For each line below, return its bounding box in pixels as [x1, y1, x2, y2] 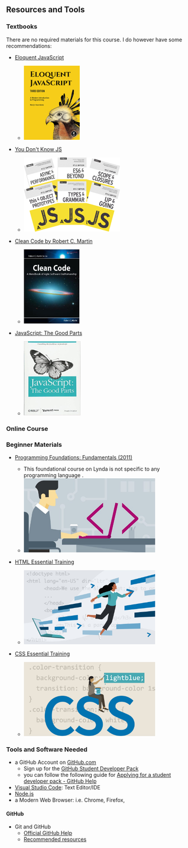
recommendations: [6, 42, 52, 49]
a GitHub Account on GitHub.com [14, 759, 96, 766]
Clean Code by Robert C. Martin [14, 237, 93, 245]
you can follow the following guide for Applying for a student [23, 772, 171, 779]
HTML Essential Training [14, 558, 74, 565]
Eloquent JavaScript [14, 53, 64, 61]
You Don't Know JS [14, 145, 62, 153]
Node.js [14, 791, 34, 798]
